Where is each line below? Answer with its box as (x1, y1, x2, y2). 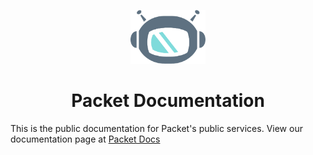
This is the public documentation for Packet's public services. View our (10, 122, 303, 134)
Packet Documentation (71, 90, 265, 112)
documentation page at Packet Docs (10, 133, 161, 145)
